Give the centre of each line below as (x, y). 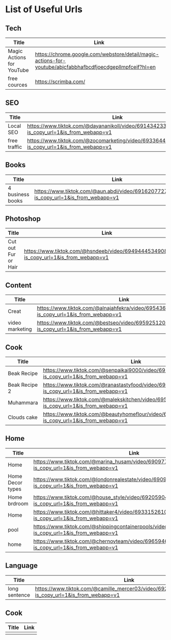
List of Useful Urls (44, 9)
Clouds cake (23, 417)
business (19, 194)
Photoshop (23, 219)
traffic (15, 147)
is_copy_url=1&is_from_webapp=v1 (66, 257)
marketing (20, 329)
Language (22, 566)
